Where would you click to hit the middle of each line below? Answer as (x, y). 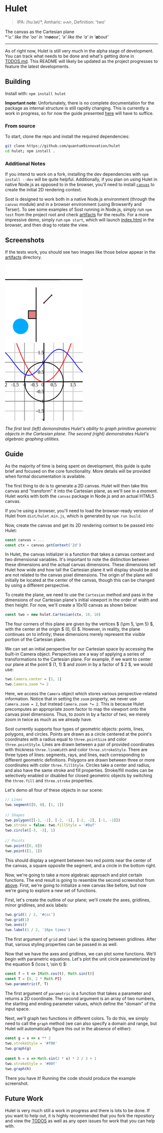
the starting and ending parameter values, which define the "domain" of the (81, 1003)
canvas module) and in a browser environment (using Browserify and (73, 204)
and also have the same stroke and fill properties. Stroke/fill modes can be (79, 770)
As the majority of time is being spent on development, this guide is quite (78, 466)
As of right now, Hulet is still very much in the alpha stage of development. (79, 51)
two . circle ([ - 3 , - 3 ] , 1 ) (30, 831)
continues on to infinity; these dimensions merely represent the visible (75, 634)
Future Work (24, 1099)
